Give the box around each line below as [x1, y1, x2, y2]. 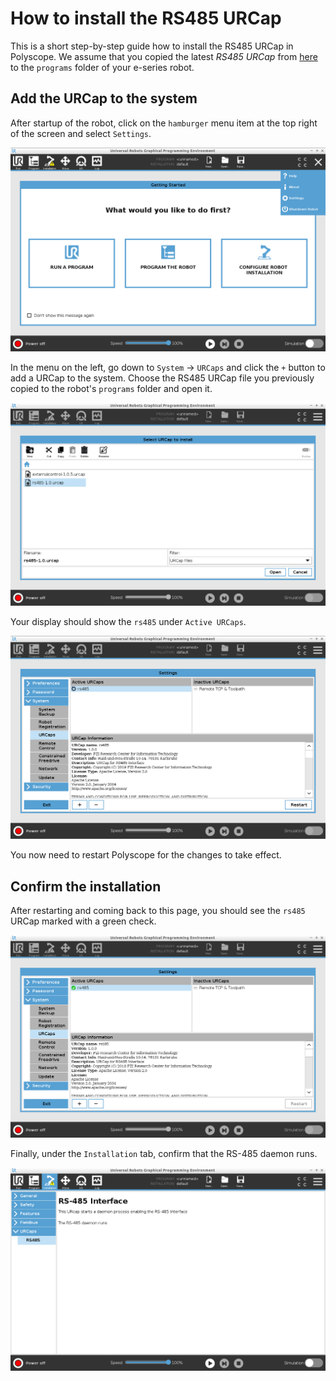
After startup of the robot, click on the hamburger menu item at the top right [10, 117, 318, 129]
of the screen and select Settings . [10, 127, 152, 139]
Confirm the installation [10, 878, 162, 895]
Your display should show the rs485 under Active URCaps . [10, 615, 247, 627]
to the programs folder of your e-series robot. [10, 61, 195, 73]
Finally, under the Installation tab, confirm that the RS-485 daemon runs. [10, 1148, 318, 1160]
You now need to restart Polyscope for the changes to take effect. [10, 849, 282, 861]
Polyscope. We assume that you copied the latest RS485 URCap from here [10, 50, 318, 62]
